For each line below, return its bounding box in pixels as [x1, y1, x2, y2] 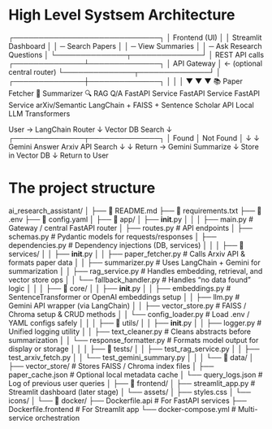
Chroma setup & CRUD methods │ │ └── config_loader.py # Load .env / [8, 309, 250, 318]
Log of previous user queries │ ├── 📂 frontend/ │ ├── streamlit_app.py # [8, 378, 256, 388]
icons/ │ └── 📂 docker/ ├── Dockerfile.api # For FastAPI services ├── [8, 396, 248, 405]
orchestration [35, 413, 80, 422]
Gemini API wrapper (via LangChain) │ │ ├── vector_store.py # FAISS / [8, 301, 247, 310]
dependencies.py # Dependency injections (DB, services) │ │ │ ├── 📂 [8, 240, 244, 249]
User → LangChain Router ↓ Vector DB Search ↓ [8, 124, 173, 134]
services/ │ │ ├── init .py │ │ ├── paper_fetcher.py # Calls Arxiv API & [8, 249, 246, 258]
